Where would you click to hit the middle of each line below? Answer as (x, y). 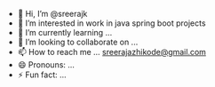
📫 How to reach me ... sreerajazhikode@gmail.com (112, 52)
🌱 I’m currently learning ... (65, 32)
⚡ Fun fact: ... (42, 75)
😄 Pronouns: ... (46, 65)
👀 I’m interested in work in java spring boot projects (111, 23)
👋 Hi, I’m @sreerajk (52, 14)
